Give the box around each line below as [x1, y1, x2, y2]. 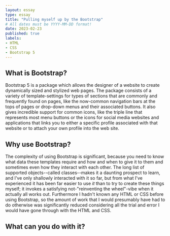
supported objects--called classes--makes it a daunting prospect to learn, [5, 170, 161, 176]
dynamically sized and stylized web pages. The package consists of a [5, 87, 152, 94]
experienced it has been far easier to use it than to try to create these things [5, 181, 164, 187]
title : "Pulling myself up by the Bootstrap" [5, 17, 103, 22]
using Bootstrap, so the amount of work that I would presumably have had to [5, 196, 165, 203]
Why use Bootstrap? [5, 140, 71, 149]
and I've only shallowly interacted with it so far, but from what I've [5, 175, 143, 181]
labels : [5, 36, 22, 41]
